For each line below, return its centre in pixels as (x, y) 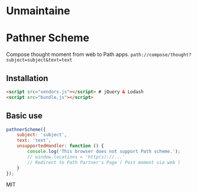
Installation (27, 78)
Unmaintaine (38, 11)
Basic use (24, 116)
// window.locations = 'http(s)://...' (76, 157)
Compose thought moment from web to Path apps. (68, 54)
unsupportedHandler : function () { (60, 146)
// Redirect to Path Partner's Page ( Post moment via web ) (104, 162)
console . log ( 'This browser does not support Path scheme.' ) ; (104, 152)
